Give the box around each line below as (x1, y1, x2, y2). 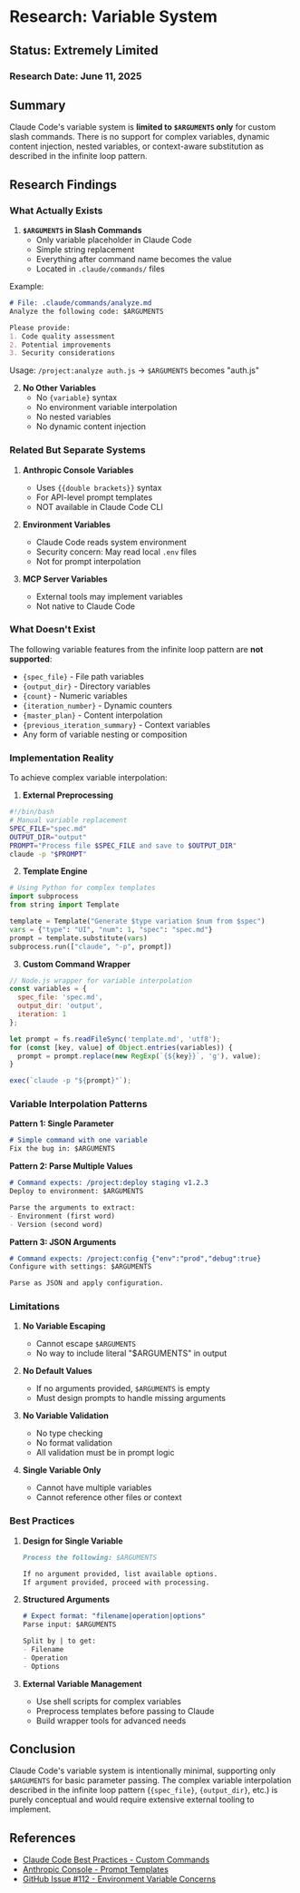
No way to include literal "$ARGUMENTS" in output (35, 1348, 227, 1358)
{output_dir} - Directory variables (22, 681, 151, 691)
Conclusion (9, 1741, 76, 1757)
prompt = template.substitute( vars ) (9, 933, 148, 943)
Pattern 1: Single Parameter (9, 1118, 114, 1129)
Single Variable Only (22, 1465, 102, 1476)
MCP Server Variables (22, 574, 108, 584)
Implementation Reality (9, 751, 114, 764)
